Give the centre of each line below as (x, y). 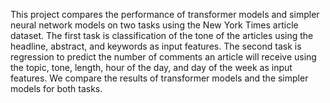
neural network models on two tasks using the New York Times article (154, 25)
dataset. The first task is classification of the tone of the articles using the (162, 35)
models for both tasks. (56, 88)
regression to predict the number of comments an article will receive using (163, 57)
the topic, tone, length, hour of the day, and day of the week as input (151, 67)
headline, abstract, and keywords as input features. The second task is (156, 46)
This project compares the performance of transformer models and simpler (165, 14)
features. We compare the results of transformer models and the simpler (159, 78)
